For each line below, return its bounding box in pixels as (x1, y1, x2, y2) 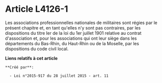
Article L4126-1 (5, 3, 68, 15)
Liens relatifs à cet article (5, 55, 58, 61)
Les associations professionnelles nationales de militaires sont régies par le (5, 20, 158, 26)
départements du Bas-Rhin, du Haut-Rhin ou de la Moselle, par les (5, 40, 139, 46)
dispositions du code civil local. (5, 46, 69, 52)
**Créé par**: (5, 65, 34, 70)
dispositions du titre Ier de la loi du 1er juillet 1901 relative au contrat (5, 30, 142, 36)
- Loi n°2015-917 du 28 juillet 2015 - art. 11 (9, 73, 109, 78)
